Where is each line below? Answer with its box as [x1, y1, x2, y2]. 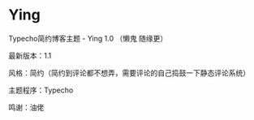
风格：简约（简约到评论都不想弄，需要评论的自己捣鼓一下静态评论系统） [8, 67, 250, 78]
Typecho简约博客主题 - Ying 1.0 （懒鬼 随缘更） [8, 33, 168, 43]
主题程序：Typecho [8, 85, 74, 95]
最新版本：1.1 [8, 50, 52, 60]
